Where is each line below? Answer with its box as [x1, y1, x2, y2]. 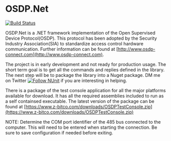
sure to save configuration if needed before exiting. [5, 129, 113, 135]
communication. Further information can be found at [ [5, 46, 118, 52]
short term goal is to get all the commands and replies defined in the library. [5, 67, 165, 73]
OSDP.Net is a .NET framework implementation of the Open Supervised [5, 30, 156, 36]
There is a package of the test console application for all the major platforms [5, 87, 166, 93]
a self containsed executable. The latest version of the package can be [5, 98, 155, 104]
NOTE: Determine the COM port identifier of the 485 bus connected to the [5, 119, 161, 125]
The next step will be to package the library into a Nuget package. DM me [5, 72, 161, 78]
